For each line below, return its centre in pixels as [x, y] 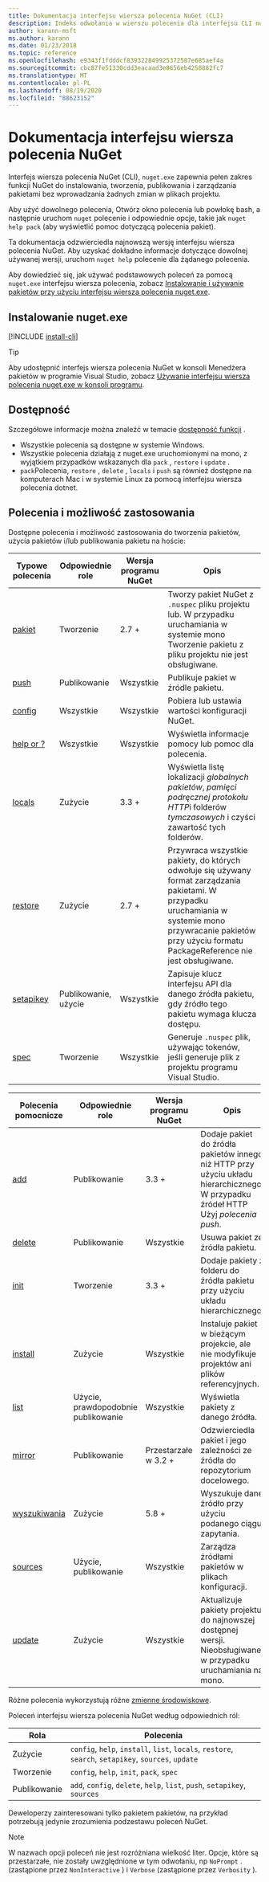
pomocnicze [39, 1115]
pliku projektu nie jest [208, 654]
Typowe [32, 565]
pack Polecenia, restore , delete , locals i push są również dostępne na [136, 470]
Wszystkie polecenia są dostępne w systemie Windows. [112, 445]
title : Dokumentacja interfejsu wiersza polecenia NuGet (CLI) [116, 16]
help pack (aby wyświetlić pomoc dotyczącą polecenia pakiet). [112, 227]
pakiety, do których [204, 860]
